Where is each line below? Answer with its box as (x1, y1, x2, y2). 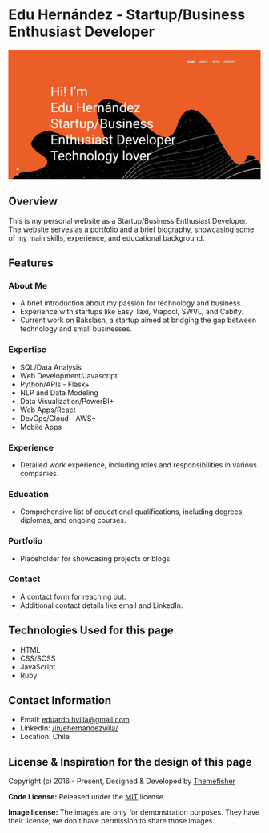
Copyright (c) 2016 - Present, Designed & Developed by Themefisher (8, 776, 236, 786)
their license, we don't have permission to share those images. (8, 816, 215, 826)
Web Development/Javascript (19, 370, 118, 380)
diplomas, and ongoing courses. (19, 516, 126, 525)
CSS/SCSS (19, 653, 56, 663)
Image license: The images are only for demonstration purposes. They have (8, 807, 260, 817)
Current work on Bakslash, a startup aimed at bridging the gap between (19, 315, 257, 326)
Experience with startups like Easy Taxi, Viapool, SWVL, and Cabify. (19, 307, 244, 317)
